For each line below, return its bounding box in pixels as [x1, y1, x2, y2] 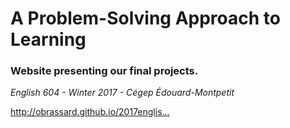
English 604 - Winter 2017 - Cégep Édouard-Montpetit [10, 87, 235, 99]
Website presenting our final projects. [10, 64, 199, 78]
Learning [10, 28, 87, 51]
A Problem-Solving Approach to [10, 7, 281, 30]
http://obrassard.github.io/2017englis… [10, 106, 170, 118]
